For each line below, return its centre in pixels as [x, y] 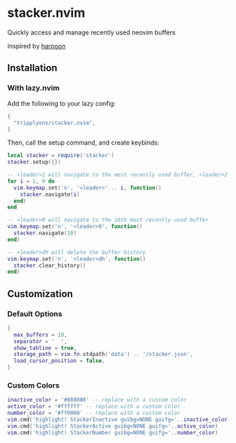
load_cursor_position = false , [59, 361]
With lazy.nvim [33, 88]
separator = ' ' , [41, 341]
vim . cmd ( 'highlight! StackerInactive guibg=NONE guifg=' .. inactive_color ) [119, 419]
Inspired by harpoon [37, 46]
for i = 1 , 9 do [31, 181]
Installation [32, 68]
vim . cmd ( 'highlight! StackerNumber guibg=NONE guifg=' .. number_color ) [113, 432]
